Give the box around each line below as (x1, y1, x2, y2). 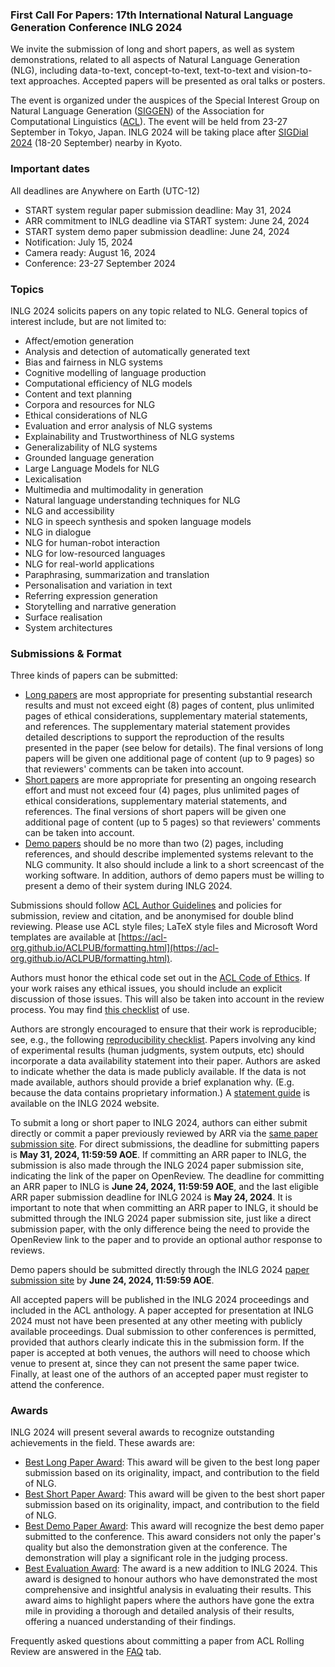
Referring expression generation (24, 589, 158, 602)
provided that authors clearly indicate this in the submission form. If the (10, 1336, 305, 1348)
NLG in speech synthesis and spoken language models (24, 515, 252, 527)
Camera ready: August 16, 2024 (24, 246, 157, 258)
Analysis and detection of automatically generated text (24, 345, 251, 357)
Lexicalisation (24, 473, 82, 485)
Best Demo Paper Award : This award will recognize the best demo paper (24, 1520, 325, 1532)
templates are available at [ (10, 931, 122, 943)
